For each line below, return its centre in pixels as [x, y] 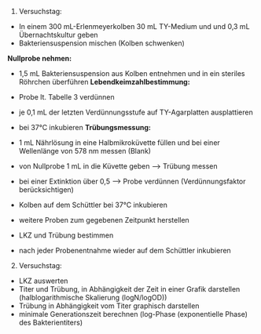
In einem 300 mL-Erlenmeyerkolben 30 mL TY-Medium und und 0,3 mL [134, 26]
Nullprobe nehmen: [40, 58]
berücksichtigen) [46, 190]
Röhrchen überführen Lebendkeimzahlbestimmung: [104, 82]
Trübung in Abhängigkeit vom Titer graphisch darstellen [109, 306]
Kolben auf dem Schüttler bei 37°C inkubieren [93, 205]
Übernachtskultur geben [59, 35]
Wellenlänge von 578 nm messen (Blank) [85, 151]
